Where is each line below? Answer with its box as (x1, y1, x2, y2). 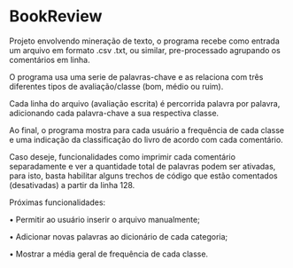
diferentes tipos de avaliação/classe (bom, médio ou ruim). (9, 81, 224, 91)
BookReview (9, 6, 103, 27)
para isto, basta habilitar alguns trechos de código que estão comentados (9, 170, 278, 181)
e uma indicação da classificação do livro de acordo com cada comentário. (9, 134, 283, 145)
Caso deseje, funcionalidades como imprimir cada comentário (9, 151, 236, 162)
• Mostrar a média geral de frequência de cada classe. (9, 248, 209, 259)
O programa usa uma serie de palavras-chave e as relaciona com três (9, 71, 264, 82)
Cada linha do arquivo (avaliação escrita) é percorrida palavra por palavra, (9, 98, 281, 108)
